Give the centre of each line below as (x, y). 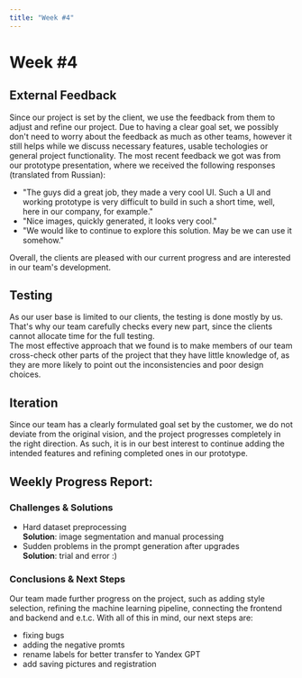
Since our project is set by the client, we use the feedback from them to (142, 117)
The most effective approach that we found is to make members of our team (151, 346)
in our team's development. (60, 267)
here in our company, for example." (87, 211)
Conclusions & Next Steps (68, 579)
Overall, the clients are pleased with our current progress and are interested (150, 257)
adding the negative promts (73, 645)
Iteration (34, 403)
